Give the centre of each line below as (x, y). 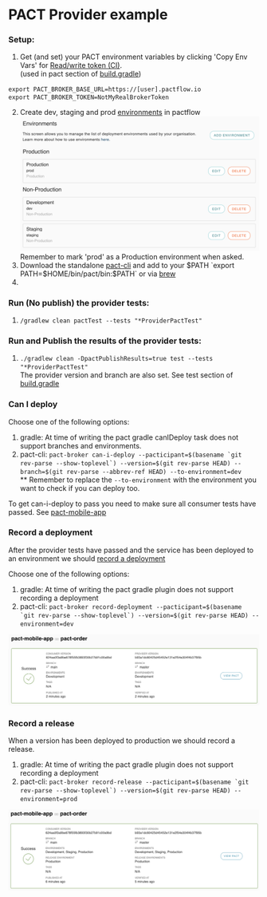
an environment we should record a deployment (87, 558)
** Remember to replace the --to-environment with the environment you (138, 480)
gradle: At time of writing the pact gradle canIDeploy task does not (129, 437)
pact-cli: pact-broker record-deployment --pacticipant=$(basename (131, 606)
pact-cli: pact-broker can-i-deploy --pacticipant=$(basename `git (131, 454)
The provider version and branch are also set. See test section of (126, 375)
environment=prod (49, 800)
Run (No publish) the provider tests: (79, 302)
